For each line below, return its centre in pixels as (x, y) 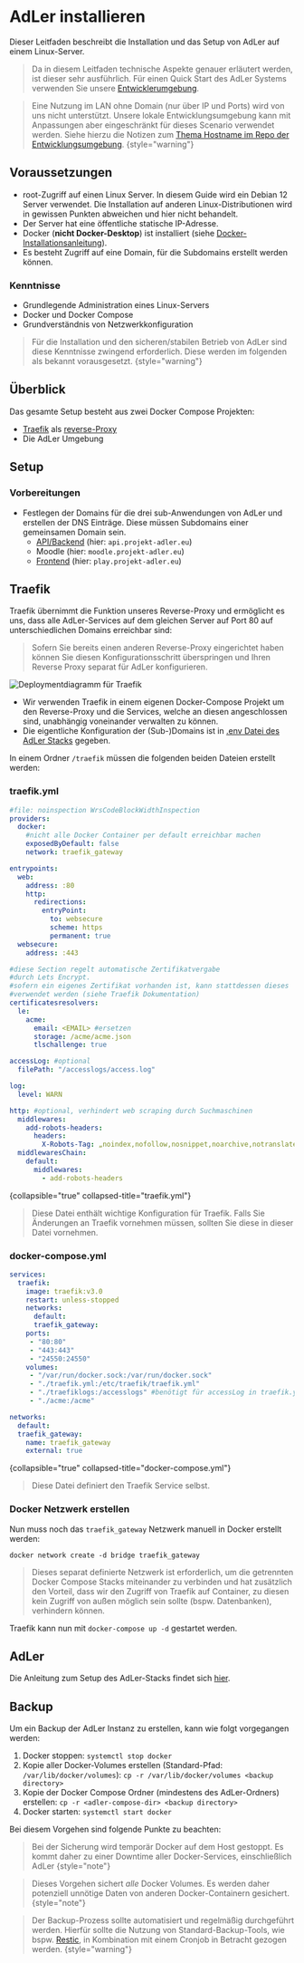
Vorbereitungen (45, 493)
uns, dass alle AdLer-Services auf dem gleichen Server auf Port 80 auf (141, 621)
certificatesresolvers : (54, 1003)
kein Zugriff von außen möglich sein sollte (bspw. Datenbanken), (152, 1601)
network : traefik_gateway (75, 852)
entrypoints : (34, 868)
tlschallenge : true (70, 1045)
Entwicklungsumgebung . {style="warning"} (113, 144)
